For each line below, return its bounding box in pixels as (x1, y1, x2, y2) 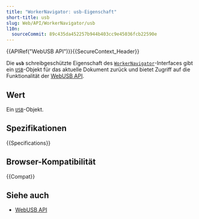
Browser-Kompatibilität (6, 157, 96, 167)
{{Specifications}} (6, 139, 51, 147)
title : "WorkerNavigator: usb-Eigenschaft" (6, 8, 117, 15)
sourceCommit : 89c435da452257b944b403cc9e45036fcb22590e (11, 31, 158, 37)
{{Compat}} (6, 173, 35, 180)
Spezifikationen (6, 123, 67, 133)
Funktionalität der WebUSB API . (6, 72, 85, 80)
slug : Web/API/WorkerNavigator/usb (6, 20, 96, 26)
